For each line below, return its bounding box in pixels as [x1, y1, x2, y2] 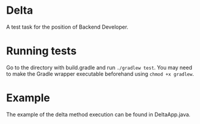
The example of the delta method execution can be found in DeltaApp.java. [6, 111, 191, 118]
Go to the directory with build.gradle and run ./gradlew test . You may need [6, 64, 193, 71]
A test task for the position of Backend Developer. [6, 23, 128, 30]
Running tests [6, 44, 77, 58]
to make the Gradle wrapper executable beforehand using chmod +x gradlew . [6, 70, 194, 77]
